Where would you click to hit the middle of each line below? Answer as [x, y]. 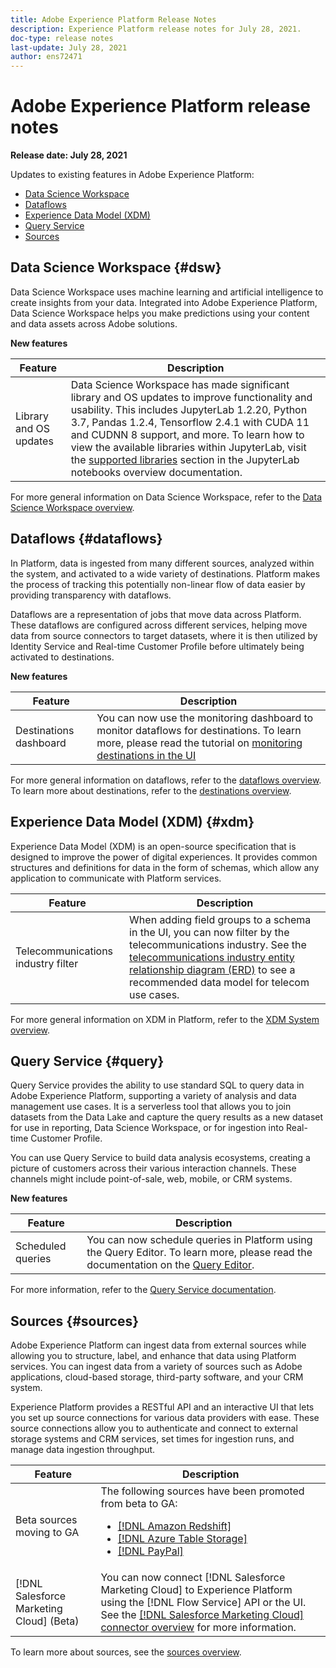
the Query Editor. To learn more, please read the [199, 1253]
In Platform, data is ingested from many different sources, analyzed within [162, 563]
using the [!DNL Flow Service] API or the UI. [203, 1603]
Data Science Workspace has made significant [180, 384]
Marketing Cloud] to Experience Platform [196, 1590]
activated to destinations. [62, 657]
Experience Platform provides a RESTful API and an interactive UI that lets [162, 1407]
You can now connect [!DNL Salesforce [193, 1578]
